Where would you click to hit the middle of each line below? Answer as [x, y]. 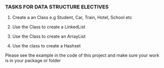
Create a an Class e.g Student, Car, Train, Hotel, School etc [72, 18]
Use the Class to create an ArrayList [49, 36]
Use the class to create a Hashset [47, 46]
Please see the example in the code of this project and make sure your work [82, 55]
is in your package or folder [33, 61]
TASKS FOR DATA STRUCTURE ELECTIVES [57, 7]
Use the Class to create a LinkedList [49, 27]
